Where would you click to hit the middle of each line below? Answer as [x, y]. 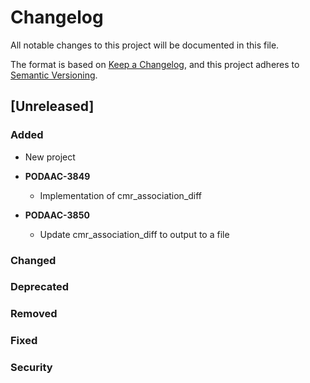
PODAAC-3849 [57, 176]
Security [31, 368]
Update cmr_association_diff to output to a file [134, 234]
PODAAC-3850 [57, 215]
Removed [34, 314]
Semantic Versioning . [54, 75]
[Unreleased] [52, 106]
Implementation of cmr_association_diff [121, 195]
